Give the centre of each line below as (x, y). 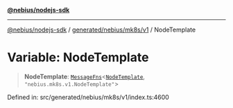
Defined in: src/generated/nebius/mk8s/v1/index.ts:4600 (88, 97)
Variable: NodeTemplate (78, 57)
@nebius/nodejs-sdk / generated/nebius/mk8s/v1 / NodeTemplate (102, 30)
